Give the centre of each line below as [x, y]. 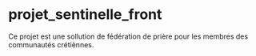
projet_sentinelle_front [85, 15]
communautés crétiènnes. [51, 44]
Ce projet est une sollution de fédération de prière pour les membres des [128, 36]
